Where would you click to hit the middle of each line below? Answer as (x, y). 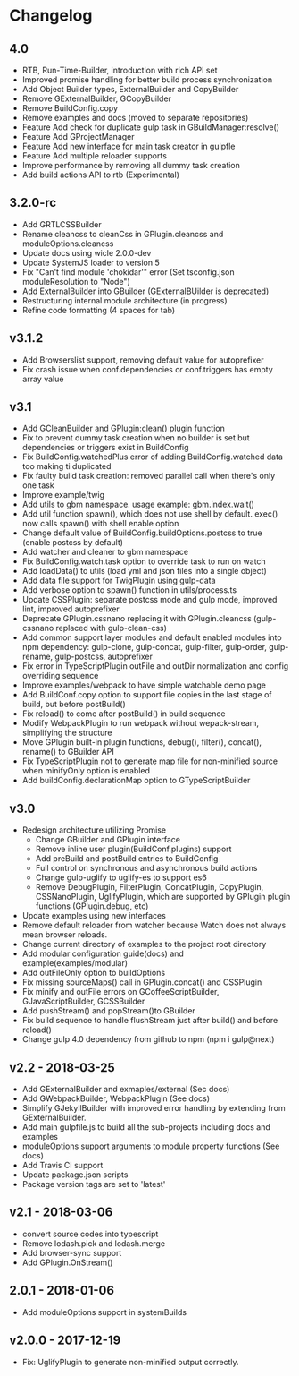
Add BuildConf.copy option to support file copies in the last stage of (147, 695)
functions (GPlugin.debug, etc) (92, 906)
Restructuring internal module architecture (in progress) (125, 300)
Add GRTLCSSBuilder (62, 224)
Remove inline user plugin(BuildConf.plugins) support (133, 849)
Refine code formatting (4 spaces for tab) (99, 310)
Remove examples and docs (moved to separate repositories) (135, 118)
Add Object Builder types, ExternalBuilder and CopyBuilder (130, 89)
